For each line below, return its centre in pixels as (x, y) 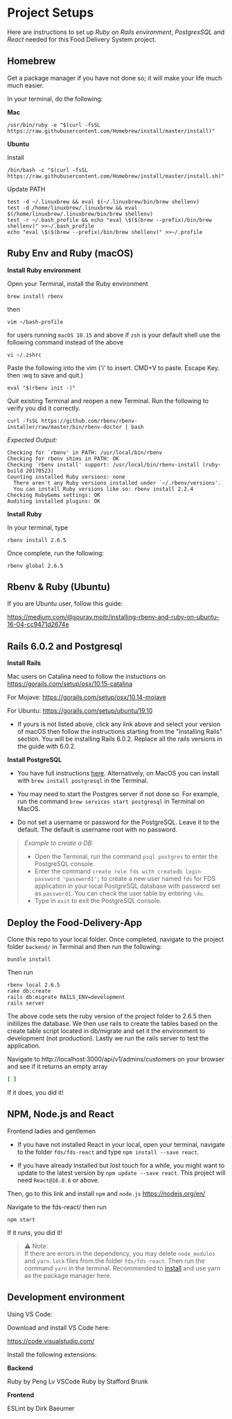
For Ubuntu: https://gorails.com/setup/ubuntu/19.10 (80, 711)
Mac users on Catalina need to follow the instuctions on (87, 677)
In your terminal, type (38, 527)
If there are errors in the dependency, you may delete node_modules (120, 1253)
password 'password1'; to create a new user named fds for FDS (125, 879)
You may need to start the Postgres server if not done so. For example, (118, 794)
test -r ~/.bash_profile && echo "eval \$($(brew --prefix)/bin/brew (110, 220)
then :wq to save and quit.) (45, 375)
